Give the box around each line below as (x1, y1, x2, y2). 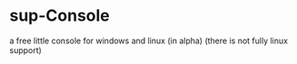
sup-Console (9, 5, 111, 26)
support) (9, 44, 43, 55)
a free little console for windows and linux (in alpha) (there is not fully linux (9, 35, 289, 46)
